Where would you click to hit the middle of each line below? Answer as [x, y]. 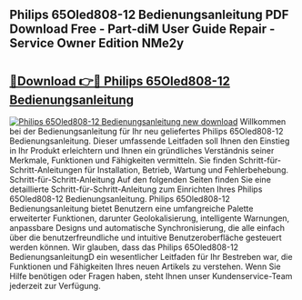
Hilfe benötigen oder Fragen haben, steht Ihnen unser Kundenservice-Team [151, 276]
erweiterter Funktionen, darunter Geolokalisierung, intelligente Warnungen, [150, 218]
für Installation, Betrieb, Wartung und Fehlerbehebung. [186, 170]
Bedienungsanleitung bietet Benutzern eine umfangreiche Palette [131, 209]
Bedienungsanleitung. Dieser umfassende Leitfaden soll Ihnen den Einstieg [150, 141]
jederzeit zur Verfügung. [55, 286]
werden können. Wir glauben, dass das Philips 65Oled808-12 [124, 247]
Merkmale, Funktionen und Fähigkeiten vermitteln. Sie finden [123, 160]
